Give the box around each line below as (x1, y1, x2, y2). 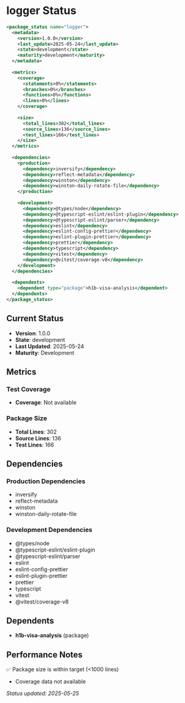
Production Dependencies (6, 477, 85, 486)
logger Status (6, 4, 77, 18)
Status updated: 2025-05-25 (6, 690, 79, 697)
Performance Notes (6, 649, 83, 660)
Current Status (6, 313, 64, 324)
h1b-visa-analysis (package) (15, 632, 89, 639)
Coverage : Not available (15, 399, 77, 406)
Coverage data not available (15, 678, 86, 685)
